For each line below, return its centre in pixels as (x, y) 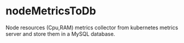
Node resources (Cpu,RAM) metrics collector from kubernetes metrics (92, 27)
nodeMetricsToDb (51, 11)
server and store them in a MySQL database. (60, 33)
